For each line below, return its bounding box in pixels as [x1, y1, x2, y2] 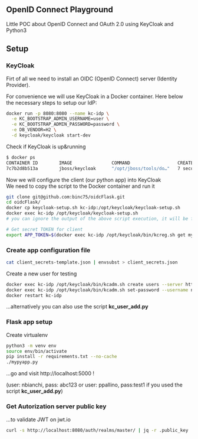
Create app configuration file [6, 246, 91, 254]
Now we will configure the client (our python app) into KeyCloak [6, 176, 161, 183]
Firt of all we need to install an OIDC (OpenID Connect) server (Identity [6, 75, 178, 82]
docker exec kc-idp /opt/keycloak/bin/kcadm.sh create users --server [6, 281, 183, 287]
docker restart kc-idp [6, 292, 62, 298]
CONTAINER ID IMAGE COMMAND [6, 160, 131, 166]
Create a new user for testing [6, 270, 77, 277]
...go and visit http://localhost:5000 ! [6, 370, 94, 377]
